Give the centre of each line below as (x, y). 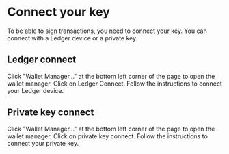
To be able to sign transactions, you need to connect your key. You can (107, 31)
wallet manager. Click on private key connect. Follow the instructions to (108, 136)
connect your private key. (43, 143)
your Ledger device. (35, 90)
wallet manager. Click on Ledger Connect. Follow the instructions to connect (114, 84)
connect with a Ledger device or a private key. (72, 38)
